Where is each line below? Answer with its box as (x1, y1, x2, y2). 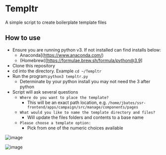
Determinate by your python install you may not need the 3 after (19, 78, 151, 84)
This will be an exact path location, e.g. (27, 100, 108, 105)
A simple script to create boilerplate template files (5, 19, 107, 25)
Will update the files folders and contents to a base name (27, 114, 144, 120)
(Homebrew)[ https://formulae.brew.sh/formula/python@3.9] (19, 57, 143, 63)
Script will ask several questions (12, 89, 78, 95)
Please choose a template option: (19, 120, 91, 125)
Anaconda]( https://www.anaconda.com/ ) (19, 52, 104, 58)
